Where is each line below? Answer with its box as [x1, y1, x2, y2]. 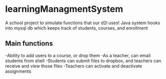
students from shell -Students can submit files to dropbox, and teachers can [5, 58, 162, 64]
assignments [5, 68, 31, 74]
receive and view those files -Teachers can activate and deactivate [5, 63, 143, 69]
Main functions [5, 39, 53, 48]
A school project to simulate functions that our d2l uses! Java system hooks [5, 20, 161, 26]
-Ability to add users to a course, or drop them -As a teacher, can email [5, 52, 151, 58]
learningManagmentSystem [5, 3, 123, 15]
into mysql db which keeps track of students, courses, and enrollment [5, 25, 148, 31]
